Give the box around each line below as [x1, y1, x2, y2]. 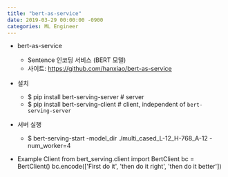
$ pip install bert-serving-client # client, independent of [27, 101, 186, 109]
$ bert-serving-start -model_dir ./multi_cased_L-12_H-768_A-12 [27, 134, 209, 143]
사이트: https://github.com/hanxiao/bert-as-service [27, 65, 173, 73]
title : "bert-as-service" [7, 10, 82, 17]
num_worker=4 [27, 142, 71, 150]
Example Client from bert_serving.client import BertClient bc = [17, 155, 195, 163]
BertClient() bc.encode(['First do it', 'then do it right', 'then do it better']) [17, 163, 222, 171]
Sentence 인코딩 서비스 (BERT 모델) [27, 56, 126, 64]
